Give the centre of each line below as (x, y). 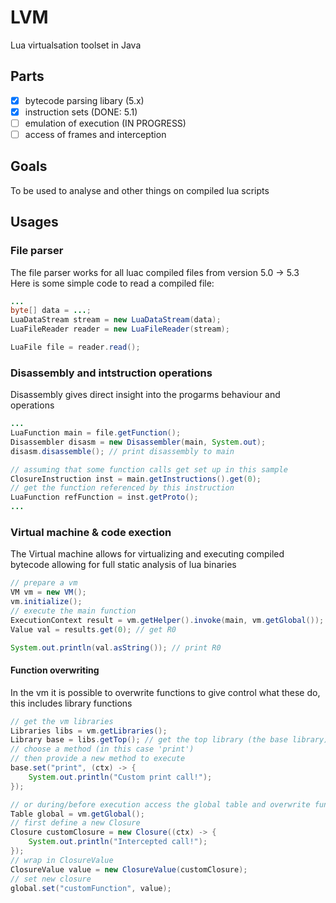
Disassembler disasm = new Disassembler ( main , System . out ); (138, 442)
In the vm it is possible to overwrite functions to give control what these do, (165, 692)
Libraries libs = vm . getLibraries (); (89, 731)
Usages (34, 222)
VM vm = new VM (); (48, 592)
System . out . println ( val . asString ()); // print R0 (116, 647)
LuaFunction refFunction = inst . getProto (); (104, 497)
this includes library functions (71, 703)
